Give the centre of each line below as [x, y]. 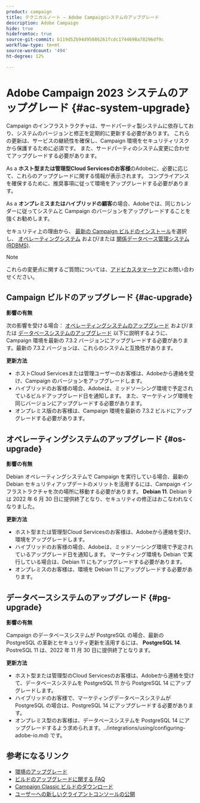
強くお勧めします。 [30, 218]
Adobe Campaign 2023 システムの [92, 93]
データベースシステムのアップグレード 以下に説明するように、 [94, 333]
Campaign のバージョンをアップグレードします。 [85, 381]
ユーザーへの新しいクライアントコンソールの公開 [75, 794]
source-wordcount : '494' [37, 51]
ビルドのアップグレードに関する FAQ [60, 779]
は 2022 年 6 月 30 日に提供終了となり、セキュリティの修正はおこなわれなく [100, 499]
